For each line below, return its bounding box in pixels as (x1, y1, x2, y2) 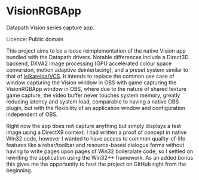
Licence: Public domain (6, 35, 64, 42)
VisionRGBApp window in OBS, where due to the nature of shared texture (6, 85, 187, 92)
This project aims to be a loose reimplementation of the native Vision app (6, 47, 186, 54)
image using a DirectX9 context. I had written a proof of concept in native (6, 129, 187, 136)
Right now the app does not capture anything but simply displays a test (6, 122, 181, 129)
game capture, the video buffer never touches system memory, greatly (6, 91, 180, 99)
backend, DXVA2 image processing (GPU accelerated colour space (6, 60, 172, 67)
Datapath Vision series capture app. (6, 24, 94, 31)
